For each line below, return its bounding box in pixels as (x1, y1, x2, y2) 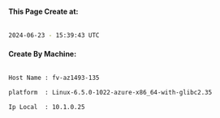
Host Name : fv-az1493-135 (8, 74, 100, 82)
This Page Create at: (8, 6, 79, 16)
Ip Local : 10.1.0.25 (8, 103, 85, 112)
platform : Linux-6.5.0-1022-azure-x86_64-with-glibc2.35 (8, 89, 213, 97)
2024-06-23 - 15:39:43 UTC (8, 32, 100, 40)
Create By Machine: (8, 48, 77, 58)
